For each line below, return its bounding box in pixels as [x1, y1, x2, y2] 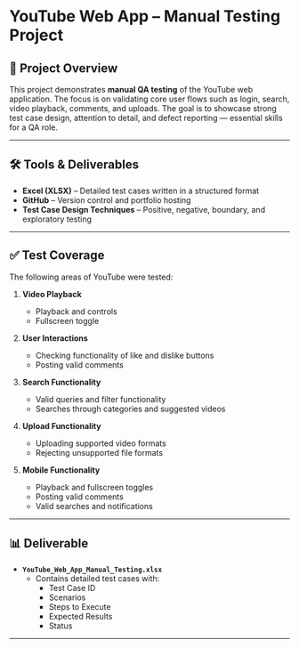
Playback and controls [35, 305, 117, 317]
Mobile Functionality [21, 465, 101, 475]
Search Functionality [21, 377, 101, 387]
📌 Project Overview [9, 61, 118, 76]
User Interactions [21, 332, 89, 344]
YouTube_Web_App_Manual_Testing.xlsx [21, 565, 163, 575]
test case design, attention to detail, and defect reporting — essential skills [9, 113, 283, 123]
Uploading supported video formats [35, 438, 166, 449]
